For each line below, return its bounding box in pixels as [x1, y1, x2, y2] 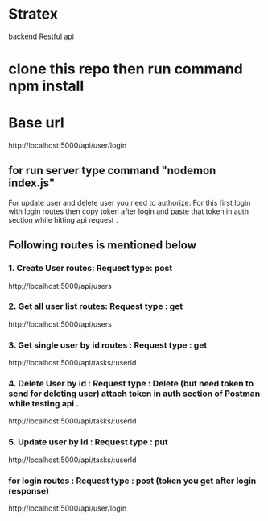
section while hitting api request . [8, 215, 118, 224]
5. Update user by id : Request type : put [8, 436, 169, 448]
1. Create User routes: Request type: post [8, 263, 173, 274]
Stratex [8, 5, 59, 23]
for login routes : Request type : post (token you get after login [8, 475, 257, 486]
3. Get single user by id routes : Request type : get [8, 340, 208, 351]
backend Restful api [8, 31, 75, 41]
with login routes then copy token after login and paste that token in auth [8, 206, 249, 216]
